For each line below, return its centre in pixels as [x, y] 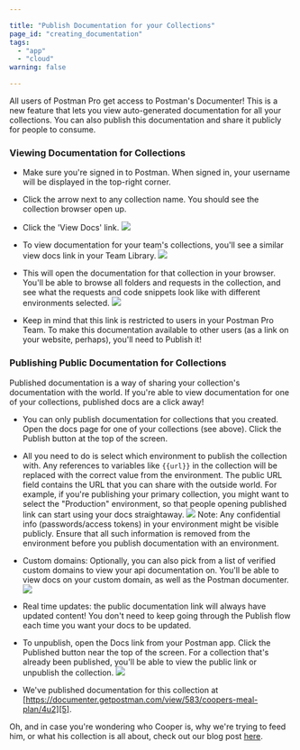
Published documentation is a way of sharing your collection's [125, 383]
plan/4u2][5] [46, 709]
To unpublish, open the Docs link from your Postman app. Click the [146, 642]
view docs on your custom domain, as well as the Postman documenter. [156, 579]
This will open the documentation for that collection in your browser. [149, 273]
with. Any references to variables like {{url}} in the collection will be [150, 465]
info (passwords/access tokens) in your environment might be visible [150, 524]
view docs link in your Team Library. [89, 256]
